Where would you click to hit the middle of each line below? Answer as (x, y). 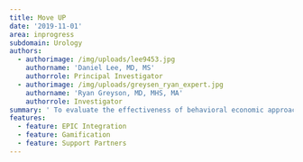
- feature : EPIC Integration (72, 127)
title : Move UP (38, 18)
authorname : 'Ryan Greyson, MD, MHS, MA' (104, 93)
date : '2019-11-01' (46, 26)
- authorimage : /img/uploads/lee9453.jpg (96, 59)
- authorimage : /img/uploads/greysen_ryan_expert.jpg (120, 85)
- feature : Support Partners (72, 143)
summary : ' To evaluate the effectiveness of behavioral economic (137, 110)
